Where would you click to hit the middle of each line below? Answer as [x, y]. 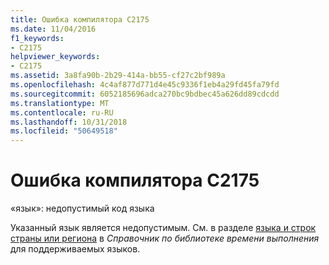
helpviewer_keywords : [55, 57]
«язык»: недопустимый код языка [82, 208]
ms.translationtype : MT [60, 103]
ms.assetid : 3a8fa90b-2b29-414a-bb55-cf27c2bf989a [118, 76]
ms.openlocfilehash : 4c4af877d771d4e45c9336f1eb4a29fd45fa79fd [145, 85]
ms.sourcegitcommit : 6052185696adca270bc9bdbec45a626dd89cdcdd [145, 94]
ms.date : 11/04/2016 [53, 29]
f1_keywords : [37, 38]
